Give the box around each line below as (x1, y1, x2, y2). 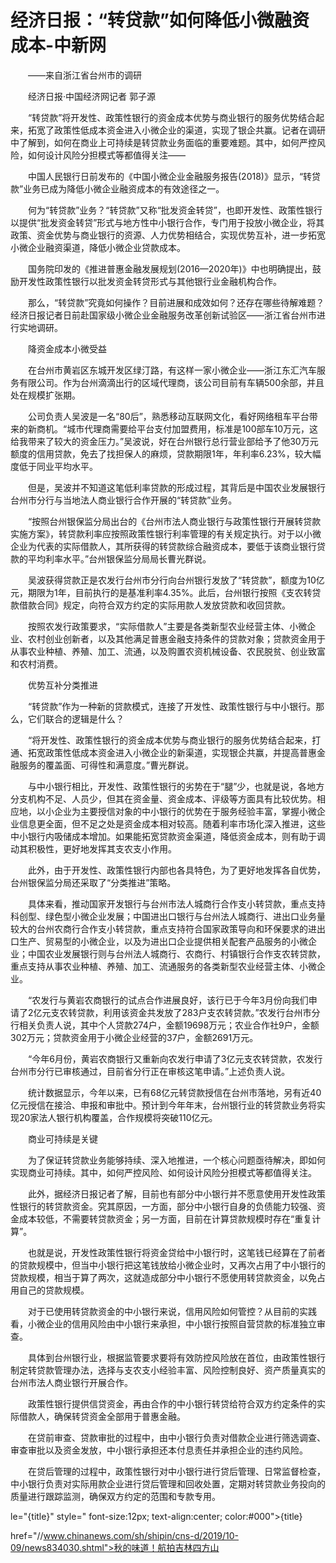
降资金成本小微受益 (27, 342, 107, 355)
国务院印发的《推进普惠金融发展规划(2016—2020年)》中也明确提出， (27, 262, 313, 275)
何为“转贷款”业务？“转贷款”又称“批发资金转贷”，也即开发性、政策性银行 (27, 204, 323, 216)
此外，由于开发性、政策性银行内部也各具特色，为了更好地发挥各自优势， (27, 864, 326, 876)
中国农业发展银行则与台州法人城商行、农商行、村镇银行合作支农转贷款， (27, 947, 326, 960)
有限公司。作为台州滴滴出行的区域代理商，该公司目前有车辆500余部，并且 (18, 376, 325, 388)
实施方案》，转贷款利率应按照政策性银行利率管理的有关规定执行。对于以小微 (10, 527, 322, 540)
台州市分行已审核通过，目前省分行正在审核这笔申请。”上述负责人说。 (10, 1065, 291, 1077)
